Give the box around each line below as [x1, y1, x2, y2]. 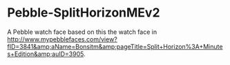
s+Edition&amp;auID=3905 [7, 50, 84, 58]
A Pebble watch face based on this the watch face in [7, 28, 157, 36]
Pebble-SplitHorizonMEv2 [7, 5, 160, 21]
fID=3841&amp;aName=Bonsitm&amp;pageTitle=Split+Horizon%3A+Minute [7, 42, 223, 50]
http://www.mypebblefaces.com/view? [7, 35, 117, 43]
